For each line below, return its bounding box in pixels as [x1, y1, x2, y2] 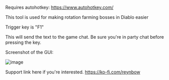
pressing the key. [5, 39, 42, 45]
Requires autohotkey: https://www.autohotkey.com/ [5, 5, 114, 10]
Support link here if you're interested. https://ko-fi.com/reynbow [5, 69, 140, 75]
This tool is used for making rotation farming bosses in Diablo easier [5, 14, 149, 20]
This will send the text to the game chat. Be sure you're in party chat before [5, 34, 164, 40]
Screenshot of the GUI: [5, 49, 54, 55]
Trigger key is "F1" [5, 24, 44, 30]
